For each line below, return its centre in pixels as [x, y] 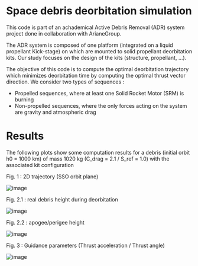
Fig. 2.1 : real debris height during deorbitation [62, 199]
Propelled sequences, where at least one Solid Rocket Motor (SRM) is [99, 93]
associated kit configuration [40, 165]
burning [24, 100]
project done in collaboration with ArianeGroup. [64, 33]
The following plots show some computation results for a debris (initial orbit [98, 152]
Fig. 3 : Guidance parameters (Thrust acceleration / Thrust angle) [86, 245]
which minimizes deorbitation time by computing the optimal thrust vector [96, 75]
